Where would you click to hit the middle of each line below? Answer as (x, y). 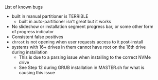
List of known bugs (24, 7)
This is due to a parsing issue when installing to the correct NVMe (85, 57)
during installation (30, 52)
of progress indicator (33, 32)
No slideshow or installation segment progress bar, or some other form (82, 27)
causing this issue (37, 73)
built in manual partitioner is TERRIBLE (50, 16)
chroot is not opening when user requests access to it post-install (77, 42)
